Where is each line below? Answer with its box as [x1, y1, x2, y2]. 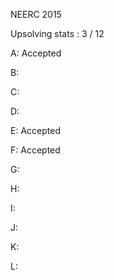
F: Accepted [10, 144, 61, 156]
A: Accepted [10, 47, 62, 59]
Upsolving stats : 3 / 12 [10, 28, 105, 39]
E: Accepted [10, 125, 61, 136]
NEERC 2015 [10, 9, 62, 20]
